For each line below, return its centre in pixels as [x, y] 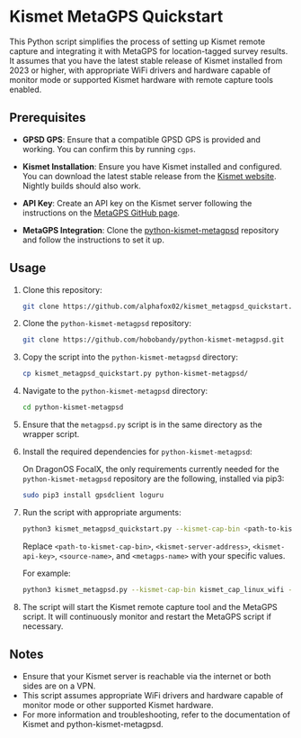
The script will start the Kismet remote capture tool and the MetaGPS [150, 606]
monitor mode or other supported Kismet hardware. [118, 705]
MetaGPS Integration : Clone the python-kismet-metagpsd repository [150, 230]
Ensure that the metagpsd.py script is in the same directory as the [142, 424]
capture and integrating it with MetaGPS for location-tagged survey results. [149, 50]
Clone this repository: [62, 289]
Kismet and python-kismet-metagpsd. [93, 724]
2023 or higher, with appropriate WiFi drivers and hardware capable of [140, 70]
